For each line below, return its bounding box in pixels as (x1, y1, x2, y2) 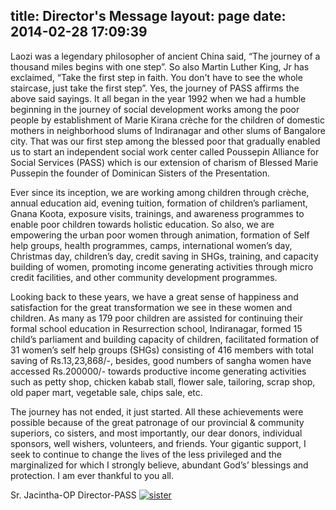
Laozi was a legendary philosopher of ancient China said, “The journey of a (10, 50, 321, 62)
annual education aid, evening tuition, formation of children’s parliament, (10, 197, 308, 209)
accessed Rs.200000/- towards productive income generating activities (10, 365, 307, 377)
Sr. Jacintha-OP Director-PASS (10, 489, 137, 501)
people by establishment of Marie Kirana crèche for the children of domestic (10, 114, 325, 126)
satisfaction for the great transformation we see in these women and (10, 301, 293, 313)
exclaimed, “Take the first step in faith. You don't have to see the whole (10, 71, 303, 83)
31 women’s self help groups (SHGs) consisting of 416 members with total (10, 344, 314, 356)
